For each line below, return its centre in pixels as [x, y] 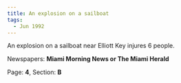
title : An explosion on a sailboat [58, 13]
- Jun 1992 [29, 26]
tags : [15, 20]
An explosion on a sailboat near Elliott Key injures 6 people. [91, 46]
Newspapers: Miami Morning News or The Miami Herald [88, 59]
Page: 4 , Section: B [34, 72]
